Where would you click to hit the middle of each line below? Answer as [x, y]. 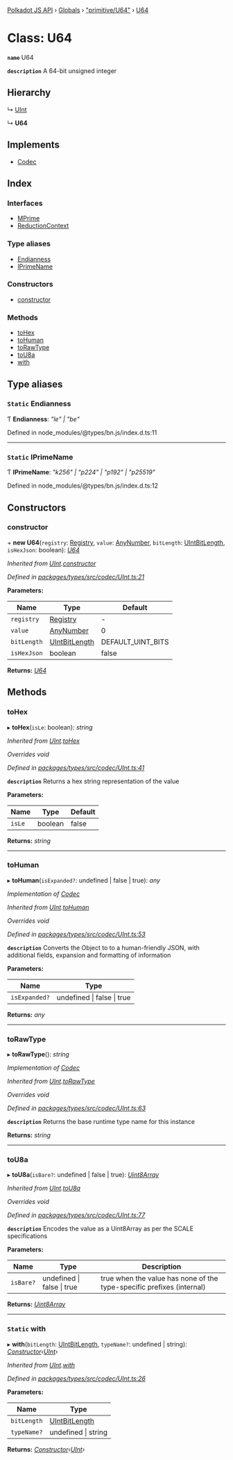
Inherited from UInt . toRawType [51, 1082]
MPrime [28, 218]
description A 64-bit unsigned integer [62, 71]
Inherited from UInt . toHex [43, 741]
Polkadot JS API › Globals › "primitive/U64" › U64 [78, 10]
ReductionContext [43, 226]
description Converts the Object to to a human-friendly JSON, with [103, 947]
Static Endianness [39, 404]
